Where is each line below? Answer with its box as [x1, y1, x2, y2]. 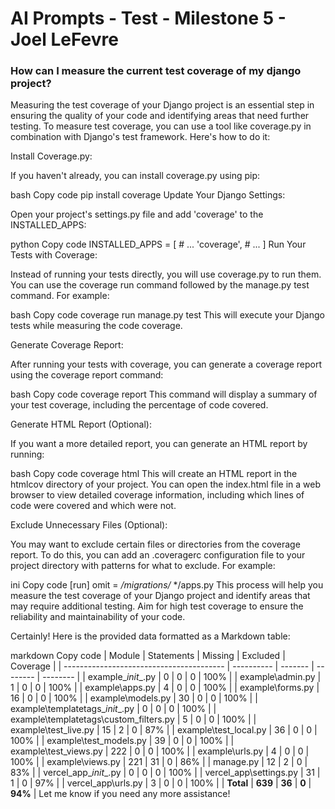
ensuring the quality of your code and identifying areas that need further [10, 110, 310, 122]
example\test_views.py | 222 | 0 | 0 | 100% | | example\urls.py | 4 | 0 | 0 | [10, 745, 310, 757]
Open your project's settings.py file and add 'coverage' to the [10, 208, 264, 221]
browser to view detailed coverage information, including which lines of [10, 489, 305, 501]
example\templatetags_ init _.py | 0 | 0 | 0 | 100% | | [10, 703, 217, 715]
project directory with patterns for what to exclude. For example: [10, 560, 276, 572]
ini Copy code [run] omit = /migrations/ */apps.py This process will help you [10, 579, 324, 591]
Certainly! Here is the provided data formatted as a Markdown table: [10, 630, 291, 642]
